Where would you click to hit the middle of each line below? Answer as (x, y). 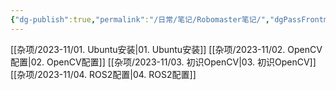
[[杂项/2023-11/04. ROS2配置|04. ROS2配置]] (103, 74)
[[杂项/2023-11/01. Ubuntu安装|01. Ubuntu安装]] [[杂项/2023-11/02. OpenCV (166, 49)
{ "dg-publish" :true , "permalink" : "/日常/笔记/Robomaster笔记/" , (140, 19)
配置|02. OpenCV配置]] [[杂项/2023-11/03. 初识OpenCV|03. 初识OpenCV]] (163, 62)
